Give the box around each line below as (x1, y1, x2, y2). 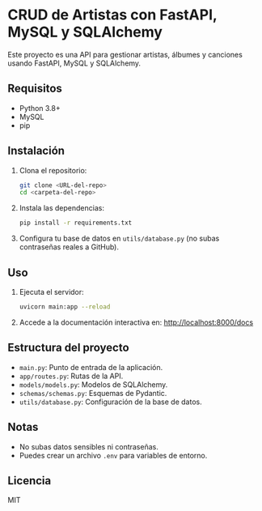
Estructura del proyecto (7, 341, 130, 355)
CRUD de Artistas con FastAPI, (7, 6, 218, 24)
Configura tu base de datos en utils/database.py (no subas (19, 233, 220, 244)
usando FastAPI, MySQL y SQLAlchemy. (7, 58, 142, 68)
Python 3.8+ (19, 103, 61, 113)
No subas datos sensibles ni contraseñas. (19, 441, 158, 451)
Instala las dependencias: (19, 203, 104, 213)
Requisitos (7, 82, 62, 96)
